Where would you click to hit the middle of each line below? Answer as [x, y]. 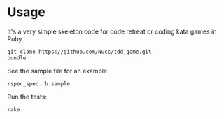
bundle [17, 58]
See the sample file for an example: [58, 71]
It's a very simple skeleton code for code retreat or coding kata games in [112, 31]
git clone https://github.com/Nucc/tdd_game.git [79, 52]
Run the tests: [27, 97]
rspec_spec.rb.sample [39, 84]
